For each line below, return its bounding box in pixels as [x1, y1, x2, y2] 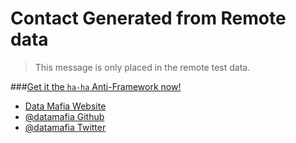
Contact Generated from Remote [10, 7, 287, 30]
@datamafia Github [24, 110, 105, 122]
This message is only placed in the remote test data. [34, 61, 251, 73]
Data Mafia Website [24, 100, 107, 112]
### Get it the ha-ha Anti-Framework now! [10, 80, 182, 92]
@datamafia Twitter [24, 121, 107, 133]
